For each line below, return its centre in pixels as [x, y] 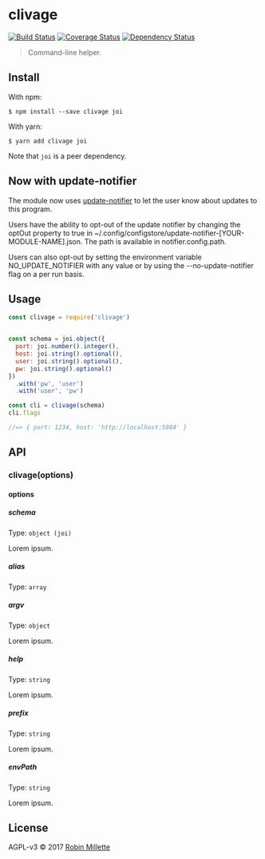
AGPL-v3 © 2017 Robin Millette [59, 847]
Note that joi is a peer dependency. [67, 156]
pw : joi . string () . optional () [64, 369]
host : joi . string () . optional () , [69, 354]
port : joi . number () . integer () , [67, 347]
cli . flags [25, 413]
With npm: [25, 97]
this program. [30, 209]
